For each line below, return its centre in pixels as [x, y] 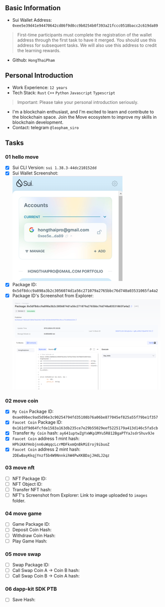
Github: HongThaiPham [33, 60]
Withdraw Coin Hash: [34, 535]
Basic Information [33, 8]
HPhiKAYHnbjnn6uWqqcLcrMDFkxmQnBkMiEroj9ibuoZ [61, 445]
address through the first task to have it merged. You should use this [87, 40]
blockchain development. [38, 122]
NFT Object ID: [27, 484]
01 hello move [22, 157]
